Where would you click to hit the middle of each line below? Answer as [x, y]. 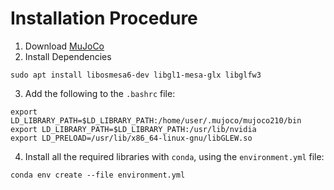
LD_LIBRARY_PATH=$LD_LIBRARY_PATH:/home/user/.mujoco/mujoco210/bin [156, 120]
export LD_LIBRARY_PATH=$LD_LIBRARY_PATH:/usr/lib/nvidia [133, 129]
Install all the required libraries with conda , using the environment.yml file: [174, 156]
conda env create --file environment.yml [98, 175]
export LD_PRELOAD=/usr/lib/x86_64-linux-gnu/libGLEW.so [131, 138]
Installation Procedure [104, 18]
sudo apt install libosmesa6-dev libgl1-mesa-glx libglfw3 [136, 75]
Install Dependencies [68, 56]
